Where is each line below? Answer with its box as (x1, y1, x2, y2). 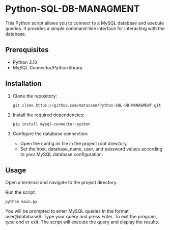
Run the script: (5, 189, 36, 195)
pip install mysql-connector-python (12, 121, 91, 126)
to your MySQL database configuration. (20, 151, 103, 157)
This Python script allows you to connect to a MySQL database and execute (5, 20, 164, 26)
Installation (5, 80, 42, 88)
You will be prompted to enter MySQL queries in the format (5, 208, 129, 214)
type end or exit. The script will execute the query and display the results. (5, 219, 159, 225)
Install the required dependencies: (12, 112, 85, 118)
